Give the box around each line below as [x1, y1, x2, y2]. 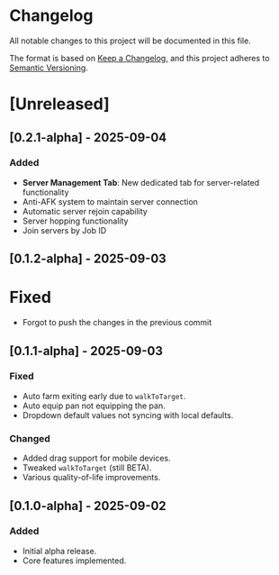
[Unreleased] [9, 94, 110, 114]
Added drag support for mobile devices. [22, 452, 171, 464]
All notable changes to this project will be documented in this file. [9, 35, 252, 46]
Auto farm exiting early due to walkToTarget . [22, 390, 186, 401]
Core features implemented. [22, 555, 127, 566]
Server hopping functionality [22, 215, 129, 226]
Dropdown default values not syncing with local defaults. [22, 409, 234, 420]
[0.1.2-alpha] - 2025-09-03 [9, 251, 166, 267]
